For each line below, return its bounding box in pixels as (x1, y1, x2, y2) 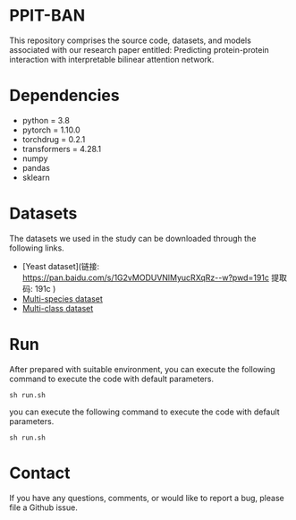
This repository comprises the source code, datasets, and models (9, 35, 252, 46)
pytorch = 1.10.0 (21, 124, 80, 135)
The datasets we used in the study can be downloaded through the (9, 233, 257, 243)
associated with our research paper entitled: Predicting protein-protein (9, 44, 270, 55)
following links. (9, 243, 64, 253)
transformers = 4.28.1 (21, 143, 102, 154)
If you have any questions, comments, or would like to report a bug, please (9, 492, 284, 503)
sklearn (21, 172, 51, 183)
